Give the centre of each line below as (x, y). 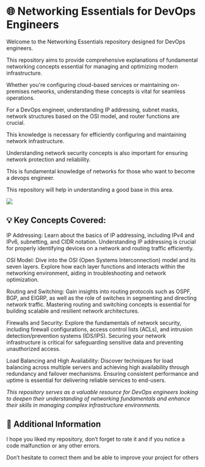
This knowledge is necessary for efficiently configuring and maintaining (96, 134)
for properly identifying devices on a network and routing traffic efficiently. (100, 248)
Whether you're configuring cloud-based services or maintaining (88, 84)
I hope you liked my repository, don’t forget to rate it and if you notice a (95, 439)
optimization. (23, 279)
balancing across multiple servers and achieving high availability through (98, 367)
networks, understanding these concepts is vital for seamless (108, 91)
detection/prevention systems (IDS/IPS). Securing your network (86, 335)
